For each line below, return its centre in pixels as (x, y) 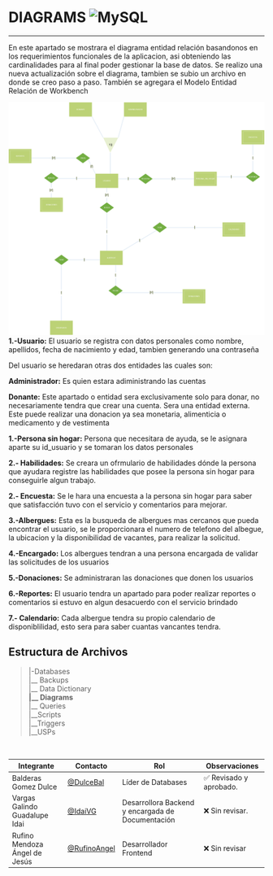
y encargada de (148, 811)
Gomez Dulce (35, 787)
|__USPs (42, 732)
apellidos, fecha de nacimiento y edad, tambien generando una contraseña (134, 349)
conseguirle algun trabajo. (52, 480)
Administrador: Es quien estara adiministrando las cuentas (107, 381)
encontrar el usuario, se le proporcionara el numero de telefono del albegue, (136, 529)
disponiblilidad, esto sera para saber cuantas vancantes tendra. (115, 626)
